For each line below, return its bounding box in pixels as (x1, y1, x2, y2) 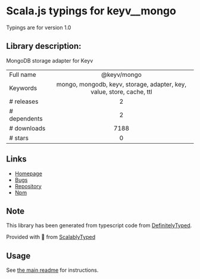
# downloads (9, 124, 46, 132)
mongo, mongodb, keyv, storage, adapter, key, (56, 80, 186, 88)
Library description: (6, 41, 82, 51)
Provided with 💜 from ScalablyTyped (6, 234, 96, 241)
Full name (9, 70, 37, 79)
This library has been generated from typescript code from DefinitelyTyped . (6, 222, 192, 229)
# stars (9, 134, 29, 142)
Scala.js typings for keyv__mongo (6, 4, 177, 18)
